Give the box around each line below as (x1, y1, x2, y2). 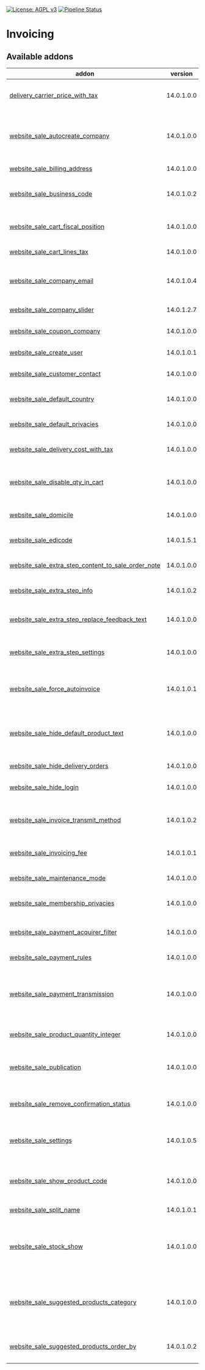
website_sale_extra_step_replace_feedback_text (9, 615, 147, 624)
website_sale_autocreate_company (9, 132, 110, 140)
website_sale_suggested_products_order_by (9, 1343, 137, 1350)
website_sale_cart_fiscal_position (9, 223, 105, 231)
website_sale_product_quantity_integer (9, 1030, 121, 1039)
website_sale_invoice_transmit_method (9, 816, 121, 824)
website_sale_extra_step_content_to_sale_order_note (9, 561, 160, 569)
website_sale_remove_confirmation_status (9, 1100, 131, 1108)
